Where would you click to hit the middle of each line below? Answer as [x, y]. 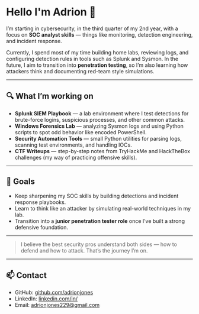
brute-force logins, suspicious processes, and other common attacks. [100, 119]
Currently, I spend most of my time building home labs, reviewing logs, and [97, 52]
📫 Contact [27, 275]
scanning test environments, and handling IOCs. [73, 145]
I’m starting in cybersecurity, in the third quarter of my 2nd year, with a [92, 28]
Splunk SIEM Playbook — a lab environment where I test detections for [102, 113]
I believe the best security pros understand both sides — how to [99, 244]
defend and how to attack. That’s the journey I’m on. [84, 250]
